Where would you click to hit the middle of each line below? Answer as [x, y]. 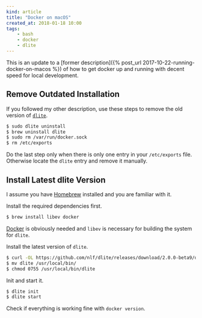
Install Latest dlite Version [56, 180]
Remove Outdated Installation [63, 94]
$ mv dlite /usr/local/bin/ [41, 263]
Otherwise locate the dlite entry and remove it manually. [77, 161]
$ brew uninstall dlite [36, 132]
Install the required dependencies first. [54, 206]
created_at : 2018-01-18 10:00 [44, 23]
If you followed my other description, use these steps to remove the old [95, 108]
